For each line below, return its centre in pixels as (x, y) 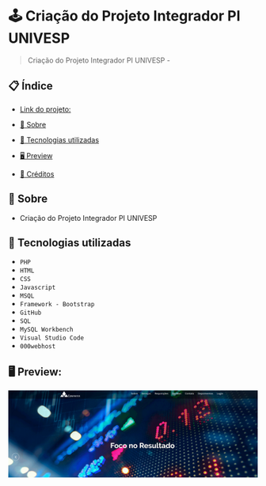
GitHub (30, 313)
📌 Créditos (37, 174)
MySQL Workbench (46, 330)
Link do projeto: (45, 109)
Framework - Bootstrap (57, 305)
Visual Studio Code (52, 338)
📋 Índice (30, 86)
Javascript (38, 288)
